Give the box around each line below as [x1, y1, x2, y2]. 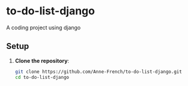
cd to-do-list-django [14, 74, 69, 80]
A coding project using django [6, 24, 81, 31]
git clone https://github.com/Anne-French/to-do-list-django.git [14, 69, 182, 75]
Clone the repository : [14, 57, 70, 64]
